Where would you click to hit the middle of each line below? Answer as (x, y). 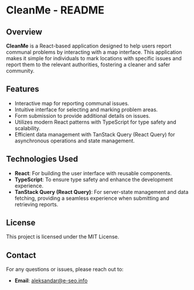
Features (23, 89)
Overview (24, 32)
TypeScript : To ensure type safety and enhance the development (93, 179)
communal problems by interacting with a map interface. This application (94, 52)
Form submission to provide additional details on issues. (82, 115)
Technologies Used (42, 159)
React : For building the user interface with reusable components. (93, 173)
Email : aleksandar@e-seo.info (51, 281)
